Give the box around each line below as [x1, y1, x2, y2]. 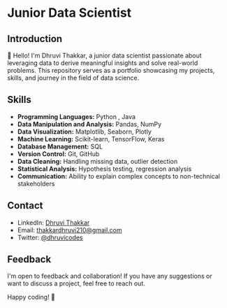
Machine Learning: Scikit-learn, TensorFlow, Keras [17, 134, 165, 143]
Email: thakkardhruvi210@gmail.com [17, 225, 122, 234]
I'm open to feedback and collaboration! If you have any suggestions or [7, 272, 212, 281]
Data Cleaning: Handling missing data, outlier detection [17, 157, 178, 165]
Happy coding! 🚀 [7, 293, 56, 302]
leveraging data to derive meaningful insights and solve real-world [7, 59, 198, 67]
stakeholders [17, 179, 55, 188]
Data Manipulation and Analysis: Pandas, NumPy [17, 120, 162, 128]
